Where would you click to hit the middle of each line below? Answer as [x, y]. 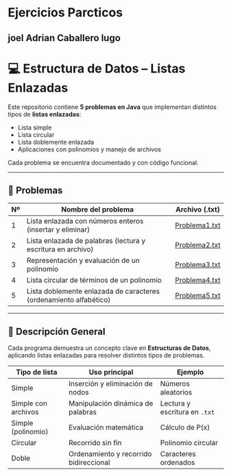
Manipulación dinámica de [111, 403]
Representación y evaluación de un [83, 260]
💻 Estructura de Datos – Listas [97, 68]
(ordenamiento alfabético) [69, 300]
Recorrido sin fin [95, 443]
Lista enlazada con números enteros [85, 221]
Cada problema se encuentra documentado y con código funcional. [104, 162]
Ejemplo [190, 373]
